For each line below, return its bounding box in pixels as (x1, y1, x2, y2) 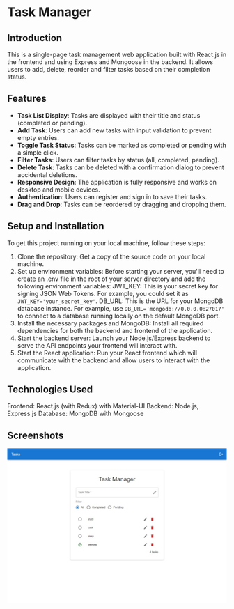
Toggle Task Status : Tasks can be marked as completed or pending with (17, 141, 226, 149)
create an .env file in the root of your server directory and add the (17, 275, 206, 283)
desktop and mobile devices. (17, 185, 101, 194)
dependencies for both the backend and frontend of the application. (17, 326, 213, 334)
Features (7, 93, 47, 105)
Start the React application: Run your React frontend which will (17, 348, 197, 357)
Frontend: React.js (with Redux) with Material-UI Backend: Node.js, (7, 402, 199, 410)
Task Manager (7, 4, 92, 20)
